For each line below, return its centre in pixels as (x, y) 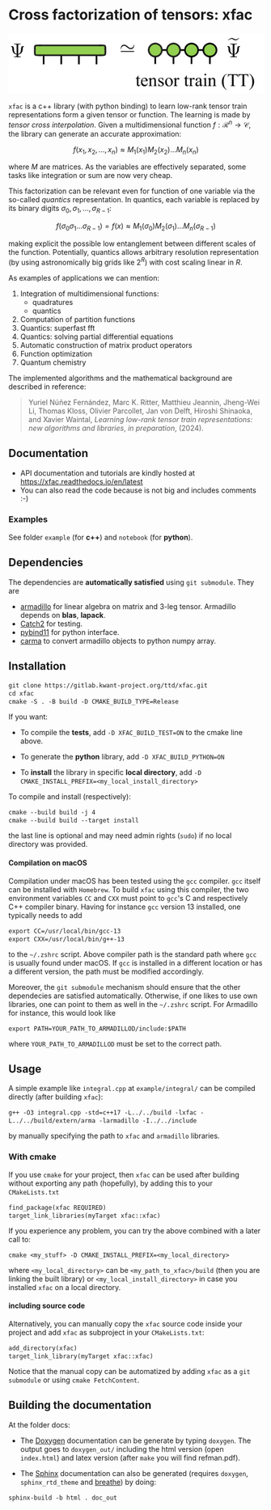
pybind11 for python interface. (70, 632)
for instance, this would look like (62, 1013)
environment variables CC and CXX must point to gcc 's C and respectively (128, 898)
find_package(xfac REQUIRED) (57, 1208)
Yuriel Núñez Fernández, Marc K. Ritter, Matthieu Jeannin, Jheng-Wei (144, 402)
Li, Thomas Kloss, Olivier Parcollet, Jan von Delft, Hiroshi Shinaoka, (140, 411)
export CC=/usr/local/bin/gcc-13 (65, 931)
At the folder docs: (39, 1424)
